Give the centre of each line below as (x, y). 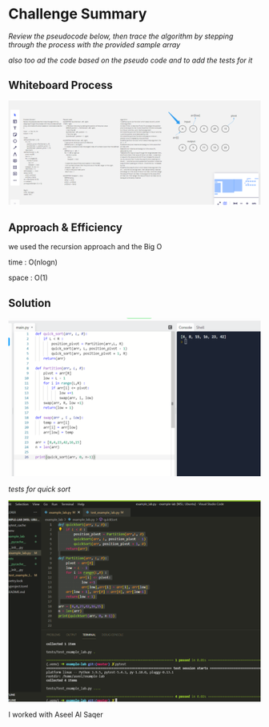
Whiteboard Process (61, 85)
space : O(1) (28, 278)
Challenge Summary (78, 14)
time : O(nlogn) (33, 262)
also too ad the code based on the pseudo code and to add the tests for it (130, 60)
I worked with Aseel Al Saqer (56, 715)
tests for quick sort (39, 489)
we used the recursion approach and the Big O (85, 247)
